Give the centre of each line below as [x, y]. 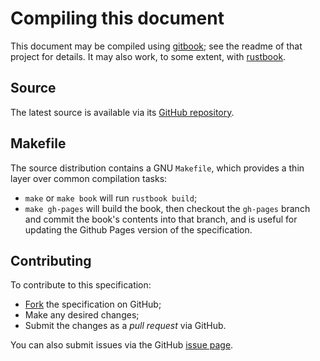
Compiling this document [117, 18]
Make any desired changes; [82, 315]
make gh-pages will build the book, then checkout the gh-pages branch [167, 208]
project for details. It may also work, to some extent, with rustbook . [148, 56]
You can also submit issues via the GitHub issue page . [122, 345]
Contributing [51, 260]
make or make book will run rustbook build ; [111, 198]
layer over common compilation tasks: [89, 178]
